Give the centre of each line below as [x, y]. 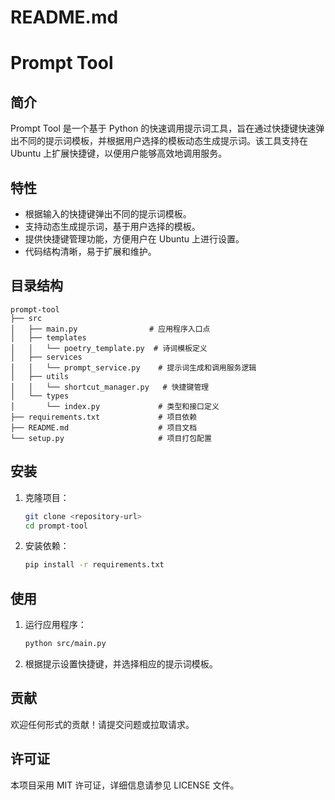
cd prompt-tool [56, 526]
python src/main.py [65, 644]
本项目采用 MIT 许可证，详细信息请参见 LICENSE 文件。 [125, 785]
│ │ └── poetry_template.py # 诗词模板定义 [109, 348]
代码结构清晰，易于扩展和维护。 [90, 251]
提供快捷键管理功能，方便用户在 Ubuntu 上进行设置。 [134, 239]
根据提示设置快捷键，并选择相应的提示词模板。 [121, 663]
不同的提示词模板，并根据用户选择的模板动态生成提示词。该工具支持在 [163, 141]
